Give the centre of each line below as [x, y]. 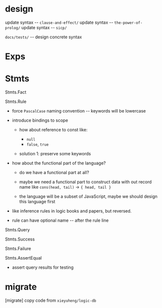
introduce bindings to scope [40, 120]
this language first [37, 202]
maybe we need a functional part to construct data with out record [85, 182]
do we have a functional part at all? [54, 173]
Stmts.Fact [16, 92]
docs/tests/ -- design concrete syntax [44, 37]
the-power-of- [128, 23]
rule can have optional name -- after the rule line [60, 220]
